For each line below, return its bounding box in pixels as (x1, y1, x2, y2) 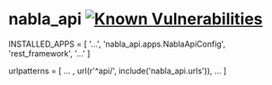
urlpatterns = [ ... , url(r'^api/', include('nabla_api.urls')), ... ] (8, 65, 227, 76)
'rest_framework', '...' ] (8, 47, 91, 58)
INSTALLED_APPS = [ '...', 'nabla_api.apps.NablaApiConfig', (8, 38, 226, 49)
